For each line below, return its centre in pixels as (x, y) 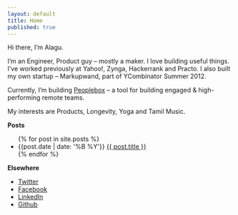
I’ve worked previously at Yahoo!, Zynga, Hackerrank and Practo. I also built (119, 69)
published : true (31, 27)
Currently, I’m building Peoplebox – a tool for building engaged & (102, 90)
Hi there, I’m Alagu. (36, 48)
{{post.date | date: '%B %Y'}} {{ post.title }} (82, 147)
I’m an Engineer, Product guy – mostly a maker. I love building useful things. (119, 61)
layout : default (31, 14)
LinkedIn (30, 197)
